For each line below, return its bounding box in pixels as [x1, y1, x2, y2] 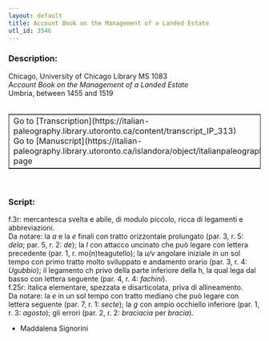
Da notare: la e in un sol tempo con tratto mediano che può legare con [8, 291, 239, 300]
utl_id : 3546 [8, 26, 52, 34]
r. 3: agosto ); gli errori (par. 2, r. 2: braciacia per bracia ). [8, 307, 195, 317]
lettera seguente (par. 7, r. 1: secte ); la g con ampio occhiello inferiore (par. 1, [8, 299, 260, 309]
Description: [8, 53, 58, 64]
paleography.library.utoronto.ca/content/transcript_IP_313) [13, 125, 237, 136]
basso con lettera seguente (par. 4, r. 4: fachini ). [8, 274, 168, 283]
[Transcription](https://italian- [35, 115, 150, 126]
